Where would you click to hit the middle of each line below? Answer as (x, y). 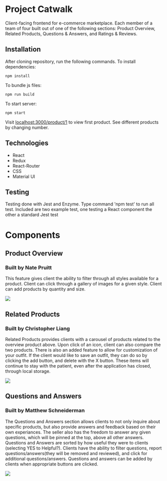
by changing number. (27, 127)
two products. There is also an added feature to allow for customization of (81, 350)
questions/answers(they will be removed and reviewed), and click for (76, 453)
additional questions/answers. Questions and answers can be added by (79, 458)
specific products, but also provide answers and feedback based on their (80, 426)
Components (33, 235)
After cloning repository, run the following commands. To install (70, 61)
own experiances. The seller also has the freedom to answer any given (78, 432)
